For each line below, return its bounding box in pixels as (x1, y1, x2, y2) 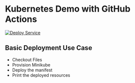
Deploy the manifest (12, 67, 52, 73)
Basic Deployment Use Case (5, 44, 92, 52)
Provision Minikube (12, 62, 51, 67)
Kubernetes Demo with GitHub (5, 3, 131, 15)
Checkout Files (12, 57, 42, 63)
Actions (5, 14, 37, 25)
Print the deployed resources (12, 72, 70, 78)
